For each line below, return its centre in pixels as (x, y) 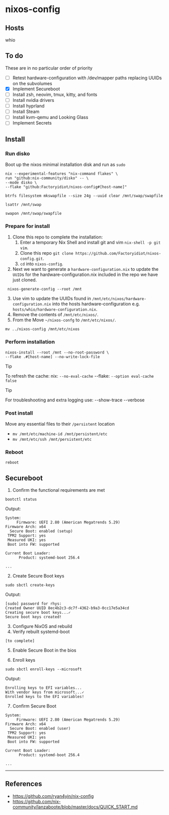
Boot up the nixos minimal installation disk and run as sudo (65, 164)
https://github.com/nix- (37, 801)
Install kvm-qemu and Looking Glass (50, 118)
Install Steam (26, 111)
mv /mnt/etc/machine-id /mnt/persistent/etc (60, 434)
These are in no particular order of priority (49, 68)
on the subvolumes (32, 83)
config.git (31, 259)
